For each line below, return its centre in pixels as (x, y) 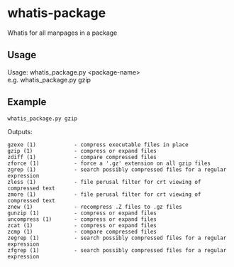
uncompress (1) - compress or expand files (82, 219)
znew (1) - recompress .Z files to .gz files (95, 207)
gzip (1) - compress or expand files (82, 151)
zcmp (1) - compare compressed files (82, 231)
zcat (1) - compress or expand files (82, 225)
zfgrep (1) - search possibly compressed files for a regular (117, 250)
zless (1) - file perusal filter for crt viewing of (104, 182)
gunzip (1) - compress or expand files (82, 213)
